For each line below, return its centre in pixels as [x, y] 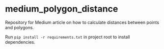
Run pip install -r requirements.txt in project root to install [68, 37]
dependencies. [20, 42]
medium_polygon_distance [62, 9]
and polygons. [20, 27]
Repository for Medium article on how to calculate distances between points [82, 22]
